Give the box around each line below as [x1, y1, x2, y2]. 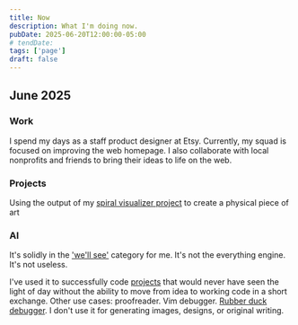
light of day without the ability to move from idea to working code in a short [9, 286, 287, 297]
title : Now [9, 13, 50, 22]
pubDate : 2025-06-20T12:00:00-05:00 [9, 30, 146, 39]
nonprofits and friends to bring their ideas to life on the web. [9, 154, 232, 165]
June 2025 [9, 88, 72, 103]
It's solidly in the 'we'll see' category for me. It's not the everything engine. [9, 250, 285, 260]
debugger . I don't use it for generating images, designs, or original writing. [9, 305, 285, 316]
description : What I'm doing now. [9, 22, 139, 31]
